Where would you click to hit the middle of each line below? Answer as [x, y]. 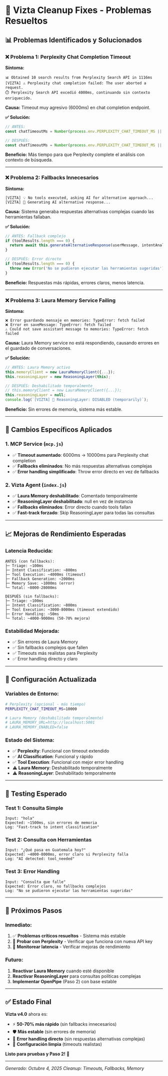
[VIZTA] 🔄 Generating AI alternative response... [58, 202]
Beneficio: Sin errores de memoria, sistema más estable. [64, 409]
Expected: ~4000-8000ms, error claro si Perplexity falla [67, 854]
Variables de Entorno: [32, 694]
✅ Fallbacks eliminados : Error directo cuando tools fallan [71, 507]
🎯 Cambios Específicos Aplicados [59, 430]
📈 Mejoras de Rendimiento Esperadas [66, 534]
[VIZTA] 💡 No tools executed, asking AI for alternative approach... [79, 198]
